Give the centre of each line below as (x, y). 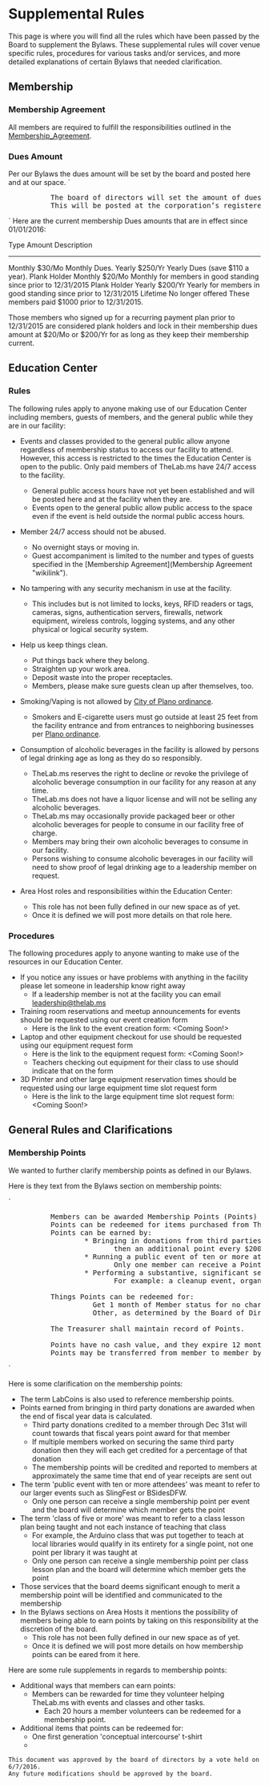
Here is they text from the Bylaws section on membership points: (115, 1185)
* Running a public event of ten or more (167, 1257)
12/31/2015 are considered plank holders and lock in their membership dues (133, 326)
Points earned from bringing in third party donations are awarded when (137, 1407)
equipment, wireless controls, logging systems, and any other (133, 621)
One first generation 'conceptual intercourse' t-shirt (117, 1736)
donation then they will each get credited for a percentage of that (139, 1450)
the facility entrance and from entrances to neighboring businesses (143, 725)
